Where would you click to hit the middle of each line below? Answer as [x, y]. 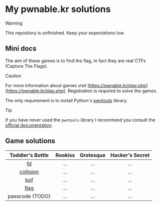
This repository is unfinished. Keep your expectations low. [65, 33]
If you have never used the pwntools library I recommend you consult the [80, 120]
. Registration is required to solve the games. [111, 91]
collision [29, 171]
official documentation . [29, 125]
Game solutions [30, 141]
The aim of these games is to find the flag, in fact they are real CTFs [75, 61]
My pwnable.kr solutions [58, 9]
